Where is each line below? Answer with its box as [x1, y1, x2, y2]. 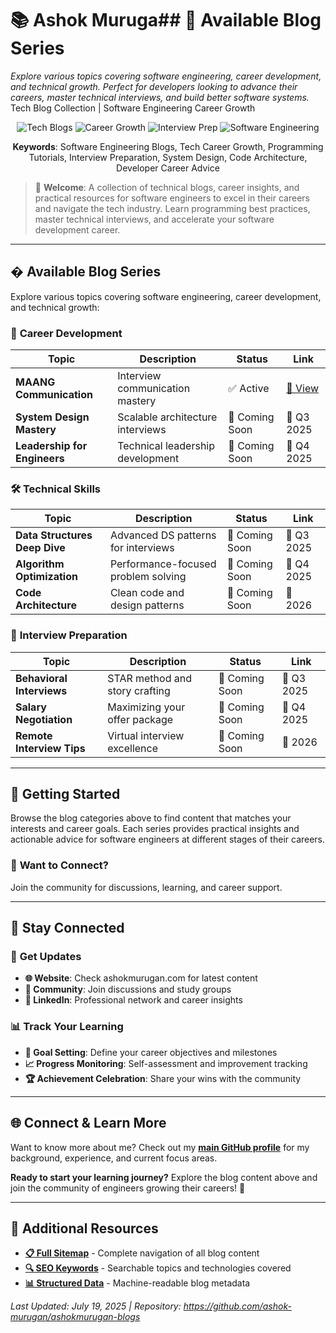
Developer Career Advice [116, 162, 220, 174]
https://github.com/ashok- [183, 1300, 292, 1312]
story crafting [107, 683, 171, 697]
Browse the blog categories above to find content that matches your [10, 812, 292, 824]
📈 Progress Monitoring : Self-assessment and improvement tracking [24, 1057, 308, 1069]
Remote [15, 728, 53, 742]
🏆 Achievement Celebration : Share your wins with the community [24, 1072, 302, 1084]
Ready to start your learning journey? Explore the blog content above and [10, 1171, 318, 1183]
